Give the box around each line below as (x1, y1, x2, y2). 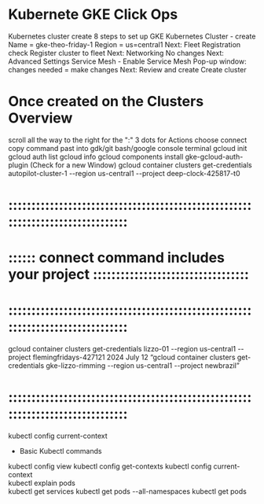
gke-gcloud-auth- (185, 152, 244, 161)
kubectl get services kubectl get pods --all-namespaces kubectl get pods (8, 487, 247, 496)
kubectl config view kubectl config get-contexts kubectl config (8, 462, 212, 471)
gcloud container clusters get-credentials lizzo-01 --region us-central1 (8, 344, 236, 354)
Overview (8, 109, 73, 127)
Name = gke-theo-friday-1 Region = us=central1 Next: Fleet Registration (8, 39, 241, 49)
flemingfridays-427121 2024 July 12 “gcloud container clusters (32, 352, 236, 362)
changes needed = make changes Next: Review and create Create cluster (8, 64, 247, 74)
